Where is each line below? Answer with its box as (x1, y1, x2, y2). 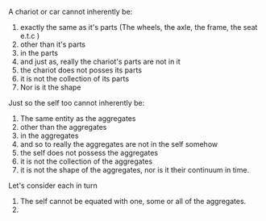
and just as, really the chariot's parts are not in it (19, 56, 181, 66)
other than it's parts (19, 40, 86, 49)
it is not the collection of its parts (19, 74, 130, 83)
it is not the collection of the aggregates (19, 156, 153, 166)
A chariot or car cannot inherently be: (8, 7, 133, 16)
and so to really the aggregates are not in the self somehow (19, 140, 218, 148)
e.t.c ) (19, 31, 40, 40)
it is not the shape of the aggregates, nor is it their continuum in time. (19, 165, 250, 174)
